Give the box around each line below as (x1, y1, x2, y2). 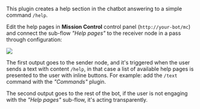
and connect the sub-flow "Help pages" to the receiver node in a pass (6, 30, 181, 37)
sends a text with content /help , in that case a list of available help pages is (6, 66, 194, 72)
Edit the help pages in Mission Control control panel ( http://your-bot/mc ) (6, 23, 191, 30)
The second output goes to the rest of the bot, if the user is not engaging (6, 90, 189, 97)
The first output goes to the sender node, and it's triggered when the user (6, 59, 190, 66)
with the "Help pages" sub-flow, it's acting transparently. (6, 96, 148, 103)
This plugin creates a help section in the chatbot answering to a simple (6, 5, 182, 12)
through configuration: (6, 36, 62, 43)
